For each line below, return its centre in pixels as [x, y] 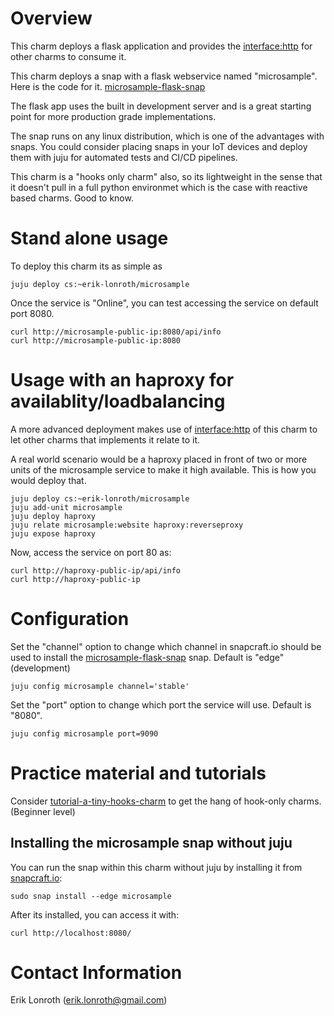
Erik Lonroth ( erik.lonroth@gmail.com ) [89, 1000]
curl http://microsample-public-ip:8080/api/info [116, 332]
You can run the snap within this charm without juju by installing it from [156, 867]
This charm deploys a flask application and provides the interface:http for [161, 46]
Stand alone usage [89, 238]
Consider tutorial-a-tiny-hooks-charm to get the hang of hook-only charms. [166, 801]
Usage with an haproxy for [122, 380]
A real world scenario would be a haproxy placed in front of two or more [159, 459]
